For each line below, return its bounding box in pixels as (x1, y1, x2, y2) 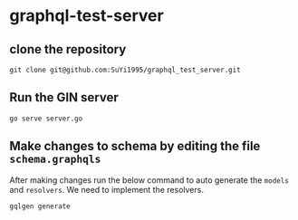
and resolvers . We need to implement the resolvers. (9, 184, 204, 195)
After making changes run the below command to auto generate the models (9, 174, 290, 186)
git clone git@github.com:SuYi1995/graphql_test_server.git (9, 65, 242, 74)
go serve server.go (9, 114, 83, 123)
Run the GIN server (9, 90, 120, 105)
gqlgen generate (9, 201, 71, 211)
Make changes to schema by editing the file (9, 139, 261, 154)
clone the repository (9, 42, 127, 57)
